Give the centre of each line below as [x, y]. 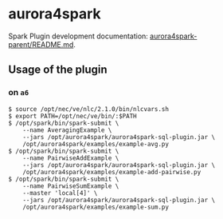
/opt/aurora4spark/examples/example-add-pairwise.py [112, 172]
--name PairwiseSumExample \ [71, 186]
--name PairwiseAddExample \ [71, 158]
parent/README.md [41, 44]
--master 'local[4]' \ [60, 193]
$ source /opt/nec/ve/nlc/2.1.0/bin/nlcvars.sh [89, 109]
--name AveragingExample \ [67, 130]
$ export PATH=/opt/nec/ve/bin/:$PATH [72, 116]
